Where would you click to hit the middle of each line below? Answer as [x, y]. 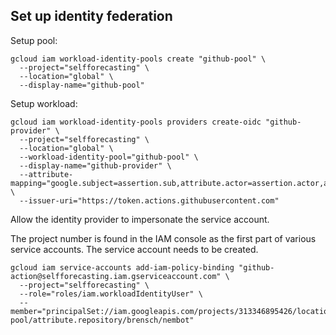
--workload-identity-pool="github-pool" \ [109, 157]
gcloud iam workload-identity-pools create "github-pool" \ [138, 59]
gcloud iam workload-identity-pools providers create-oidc [136, 122]
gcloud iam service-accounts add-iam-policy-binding [122, 267]
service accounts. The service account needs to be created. [134, 249]
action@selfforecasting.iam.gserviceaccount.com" [116, 276]
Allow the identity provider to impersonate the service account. [140, 219]
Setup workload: [44, 103]
